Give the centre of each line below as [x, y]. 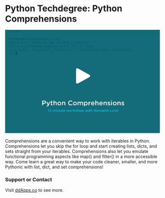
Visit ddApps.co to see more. [34, 190]
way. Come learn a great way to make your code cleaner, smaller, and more [82, 161]
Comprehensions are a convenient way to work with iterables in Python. [78, 141]
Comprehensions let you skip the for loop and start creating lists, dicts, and [81, 146]
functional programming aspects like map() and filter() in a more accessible [81, 156]
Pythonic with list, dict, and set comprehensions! [54, 167]
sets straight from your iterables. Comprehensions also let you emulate [77, 151]
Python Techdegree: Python [64, 9]
